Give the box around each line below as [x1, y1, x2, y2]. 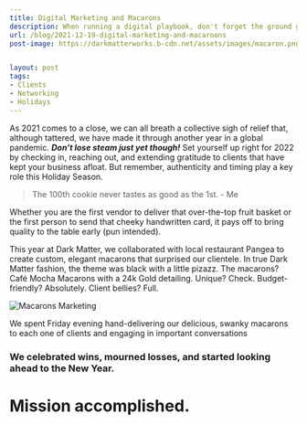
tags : [9, 72, 30, 81]
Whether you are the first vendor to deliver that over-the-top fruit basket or [9, 207, 292, 218]
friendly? [9, 282, 43, 293]
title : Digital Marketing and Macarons [9, 13, 162, 23]
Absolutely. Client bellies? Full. [44, 282, 159, 293]
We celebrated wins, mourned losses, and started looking [9, 350, 271, 363]
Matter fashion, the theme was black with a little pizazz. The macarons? [9, 262, 280, 274]
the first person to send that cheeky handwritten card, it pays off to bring [9, 216, 284, 227]
